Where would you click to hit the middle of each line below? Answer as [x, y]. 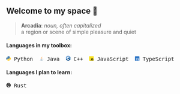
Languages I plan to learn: [39, 72]
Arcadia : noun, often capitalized [61, 25]
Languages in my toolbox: [39, 46]
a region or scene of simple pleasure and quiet [79, 32]
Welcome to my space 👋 [52, 11]
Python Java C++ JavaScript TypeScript [94, 59]
